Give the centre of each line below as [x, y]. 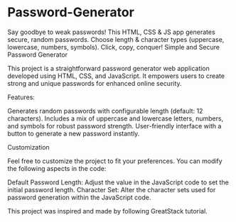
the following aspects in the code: [57, 168]
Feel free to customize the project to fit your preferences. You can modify [115, 161]
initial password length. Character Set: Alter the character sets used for [112, 189]
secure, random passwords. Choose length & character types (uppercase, [116, 39]
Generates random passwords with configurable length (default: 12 [105, 111]
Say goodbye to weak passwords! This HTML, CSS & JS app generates [111, 32]
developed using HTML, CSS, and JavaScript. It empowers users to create [116, 76]
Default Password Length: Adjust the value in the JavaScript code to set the [118, 182]
